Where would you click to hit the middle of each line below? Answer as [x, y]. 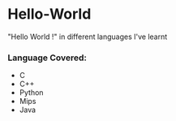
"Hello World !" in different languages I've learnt [88, 37]
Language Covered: [47, 58]
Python [31, 93]
